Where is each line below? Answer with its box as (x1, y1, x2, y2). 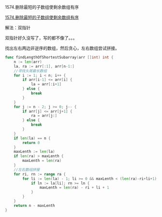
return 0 (22, 140, 40, 145)
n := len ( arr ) (14, 59, 42, 64)
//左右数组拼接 (14, 167, 40, 172)
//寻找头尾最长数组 (14, 68, 47, 73)
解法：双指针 (5, 25, 30, 30)
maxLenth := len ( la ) (14, 149, 55, 154)
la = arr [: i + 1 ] (30, 82, 62, 87)
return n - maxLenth (14, 203, 55, 208)
